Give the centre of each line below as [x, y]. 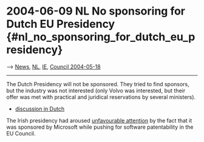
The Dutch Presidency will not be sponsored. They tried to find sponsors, [98, 84]
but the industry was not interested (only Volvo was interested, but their [96, 90]
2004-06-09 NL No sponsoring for [96, 11]
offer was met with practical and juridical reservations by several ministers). [101, 97]
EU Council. [21, 133]
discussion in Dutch [40, 109]
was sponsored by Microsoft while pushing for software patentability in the [100, 127]
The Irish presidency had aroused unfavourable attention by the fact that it [99, 120]
